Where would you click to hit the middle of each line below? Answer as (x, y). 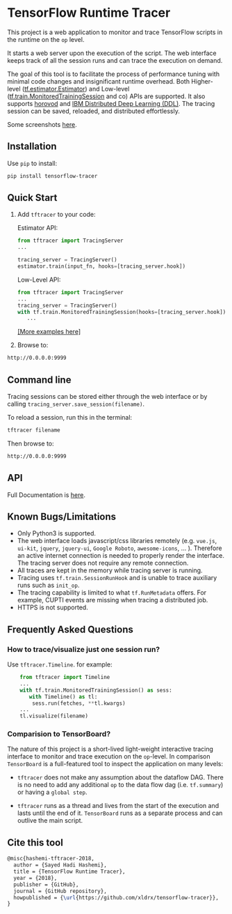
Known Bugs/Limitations (62, 516)
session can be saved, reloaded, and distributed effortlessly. (94, 111)
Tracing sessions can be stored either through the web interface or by (107, 396)
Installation (32, 147)
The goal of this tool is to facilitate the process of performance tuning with (114, 74)
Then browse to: (31, 443)
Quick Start (32, 198)
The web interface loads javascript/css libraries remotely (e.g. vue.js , (117, 541)
